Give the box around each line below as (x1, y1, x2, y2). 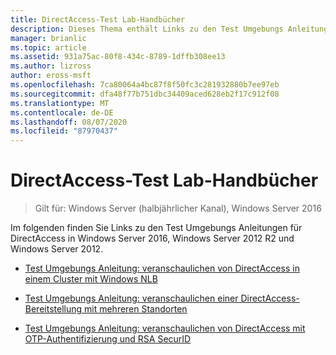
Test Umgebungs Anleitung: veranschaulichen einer (24, 292, 239, 305)
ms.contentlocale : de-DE (10, 107, 114, 118)
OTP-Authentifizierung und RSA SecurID (24, 333, 192, 345)
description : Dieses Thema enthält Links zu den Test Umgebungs (10, 24, 284, 34)
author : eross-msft (10, 71, 92, 81)
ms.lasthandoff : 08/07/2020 (10, 117, 128, 127)
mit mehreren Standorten (84, 303, 188, 315)
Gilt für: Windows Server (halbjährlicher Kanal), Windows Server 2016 (34, 202, 322, 215)
